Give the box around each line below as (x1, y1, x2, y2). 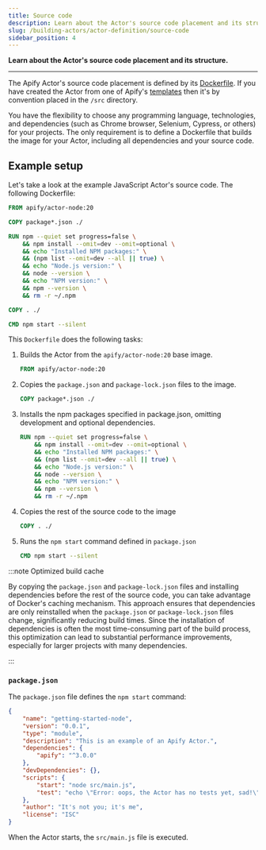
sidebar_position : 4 (8, 33, 77, 42)
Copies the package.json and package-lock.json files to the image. (19, 380, 237, 389)
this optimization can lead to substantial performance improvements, (8, 632, 233, 642)
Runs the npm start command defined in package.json (19, 536, 196, 546)
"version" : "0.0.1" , (22, 722, 90, 730)
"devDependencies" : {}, (22, 767, 101, 775)
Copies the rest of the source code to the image (19, 507, 177, 516)
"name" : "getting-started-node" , (22, 714, 133, 723)
